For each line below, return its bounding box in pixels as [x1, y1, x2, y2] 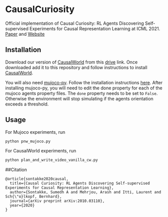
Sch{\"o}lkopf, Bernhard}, [5, 194, 62, 199]
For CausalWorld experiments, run [5, 148, 77, 154]
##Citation [5, 167, 27, 173]
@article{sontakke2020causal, [5, 177, 69, 182]
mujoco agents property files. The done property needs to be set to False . [5, 90, 158, 96]
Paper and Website [5, 31, 45, 37]
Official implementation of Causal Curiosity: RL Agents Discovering [5, 20, 144, 26]
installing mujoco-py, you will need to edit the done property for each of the [5, 85, 162, 91]
